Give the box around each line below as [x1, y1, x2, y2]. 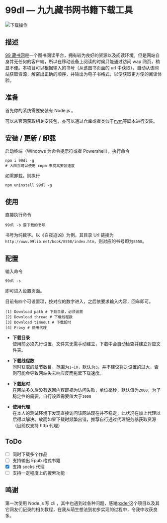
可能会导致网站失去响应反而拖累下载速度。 [16, 370, 104, 376]
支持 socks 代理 [12, 464, 45, 470]
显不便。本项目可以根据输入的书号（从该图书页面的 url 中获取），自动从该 [5, 64, 155, 70]
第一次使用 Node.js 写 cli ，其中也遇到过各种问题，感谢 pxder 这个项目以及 [5, 500, 156, 506]
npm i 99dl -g [5, 158, 35, 163]
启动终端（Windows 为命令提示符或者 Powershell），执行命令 [5, 148, 130, 154]
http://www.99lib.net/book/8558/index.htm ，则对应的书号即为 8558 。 [5, 238, 147, 245]
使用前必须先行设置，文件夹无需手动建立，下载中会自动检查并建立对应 [12, 341, 157, 347]
